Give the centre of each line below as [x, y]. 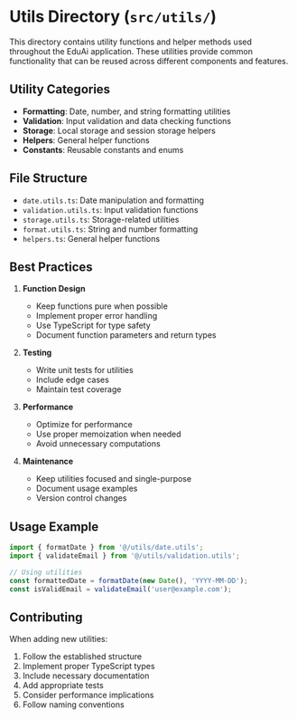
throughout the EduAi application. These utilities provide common [131, 51]
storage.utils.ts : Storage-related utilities [101, 219]
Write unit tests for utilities [84, 370]
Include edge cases [73, 380]
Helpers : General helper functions [86, 140]
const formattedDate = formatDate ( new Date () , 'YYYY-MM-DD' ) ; [129, 580]
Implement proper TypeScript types [88, 666]
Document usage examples [87, 489]
